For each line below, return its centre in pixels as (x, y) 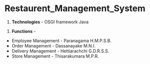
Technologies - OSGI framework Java (50, 22)
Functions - (24, 31)
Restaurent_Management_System (75, 8)
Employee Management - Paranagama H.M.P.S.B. (62, 40)
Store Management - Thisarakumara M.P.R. (55, 56)
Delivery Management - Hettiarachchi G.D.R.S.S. (60, 51)
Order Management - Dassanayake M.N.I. (54, 46)
